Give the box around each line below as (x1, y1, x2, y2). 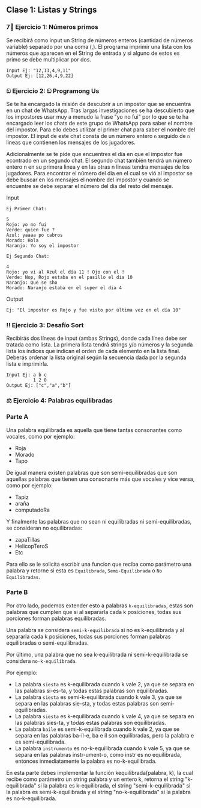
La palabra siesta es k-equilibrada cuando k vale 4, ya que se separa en (14, 712, 194, 719)
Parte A (6, 413, 29, 421)
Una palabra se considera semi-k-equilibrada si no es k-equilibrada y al (6, 626, 185, 633)
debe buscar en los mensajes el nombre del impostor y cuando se (6, 176, 170, 183)
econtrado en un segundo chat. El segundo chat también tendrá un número (6, 157, 193, 164)
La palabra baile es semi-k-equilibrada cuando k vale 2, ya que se (14, 725, 180, 733)
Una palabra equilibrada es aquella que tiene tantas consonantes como (6, 426, 182, 433)
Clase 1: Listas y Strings (6, 5, 97, 15)
